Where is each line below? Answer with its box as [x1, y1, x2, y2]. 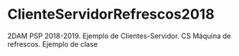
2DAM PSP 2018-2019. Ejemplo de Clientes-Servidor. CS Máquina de [7, 31, 232, 40]
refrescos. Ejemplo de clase [7, 39, 98, 48]
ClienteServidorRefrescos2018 [7, 5, 215, 23]
